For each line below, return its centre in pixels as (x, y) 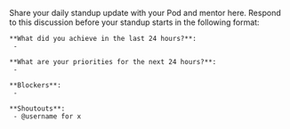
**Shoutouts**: (37, 109)
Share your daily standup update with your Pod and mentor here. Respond (145, 13)
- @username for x (47, 117)
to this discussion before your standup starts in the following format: (134, 22)
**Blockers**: (36, 85)
